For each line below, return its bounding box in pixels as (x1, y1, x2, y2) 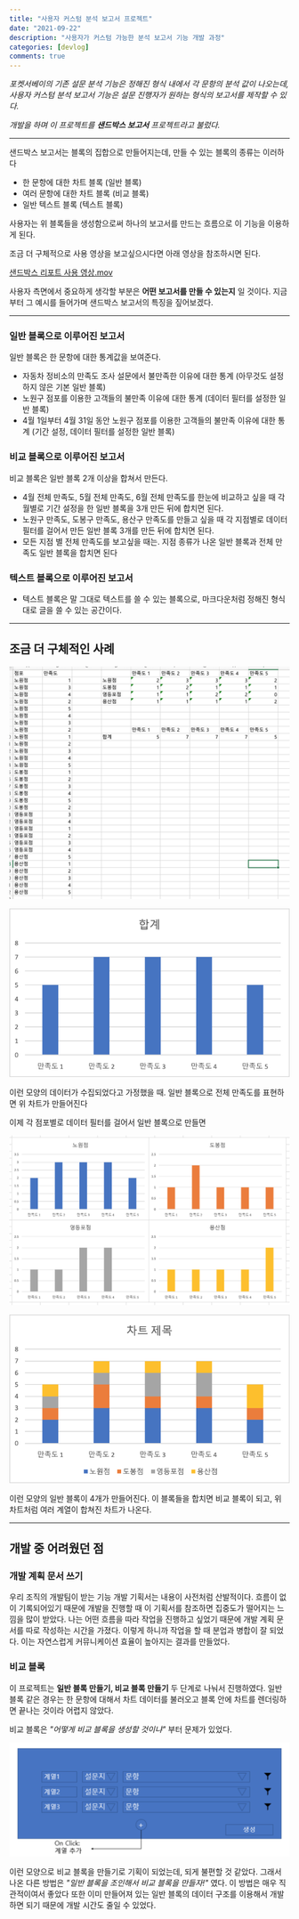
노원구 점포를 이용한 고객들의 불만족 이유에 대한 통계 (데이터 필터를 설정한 (21, 393, 278, 404)
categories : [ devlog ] (9, 43, 90, 52)
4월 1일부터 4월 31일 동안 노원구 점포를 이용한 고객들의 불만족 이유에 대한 (21, 415, 276, 426)
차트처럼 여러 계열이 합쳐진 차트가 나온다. (9, 1504, 152, 1515)
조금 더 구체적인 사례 (9, 642, 115, 657)
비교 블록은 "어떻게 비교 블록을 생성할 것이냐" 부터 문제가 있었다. (9, 1723, 233, 1735)
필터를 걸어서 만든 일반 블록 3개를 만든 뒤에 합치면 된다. (21, 525, 215, 536)
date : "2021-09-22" (9, 23, 82, 33)
